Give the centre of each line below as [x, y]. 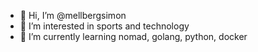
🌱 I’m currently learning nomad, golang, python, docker [133, 36]
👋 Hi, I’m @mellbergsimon [73, 15]
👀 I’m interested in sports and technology [104, 26]
